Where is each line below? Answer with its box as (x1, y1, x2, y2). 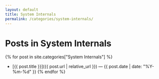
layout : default (5, 7, 38, 12)
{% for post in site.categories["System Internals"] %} (5, 54, 113, 60)
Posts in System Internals (5, 38, 112, 49)
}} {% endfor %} (32, 69, 65, 75)
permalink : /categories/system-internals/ (5, 16, 94, 21)
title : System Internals (5, 12, 56, 17)
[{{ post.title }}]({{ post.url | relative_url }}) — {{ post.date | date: (12, 64, 142, 70)
